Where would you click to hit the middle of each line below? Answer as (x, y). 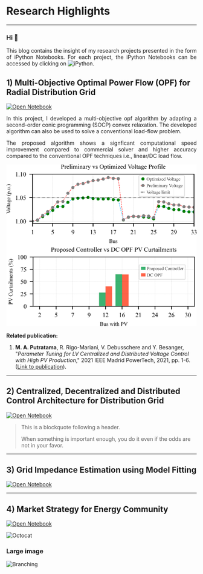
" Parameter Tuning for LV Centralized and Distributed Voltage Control (102, 354)
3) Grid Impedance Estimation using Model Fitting (101, 470)
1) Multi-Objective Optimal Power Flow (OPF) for (98, 83)
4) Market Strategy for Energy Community (87, 509)
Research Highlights (58, 11)
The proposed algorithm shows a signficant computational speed (101, 143)
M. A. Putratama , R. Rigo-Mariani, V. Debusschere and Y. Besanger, (99, 347)
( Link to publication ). (40, 366)
